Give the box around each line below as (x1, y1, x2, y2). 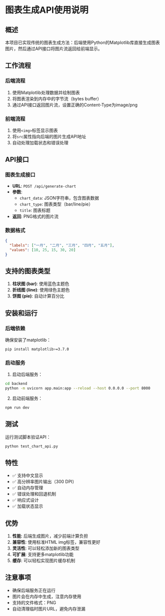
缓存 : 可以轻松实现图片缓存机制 (12, 557, 75, 563)
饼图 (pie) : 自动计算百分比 (12, 293, 65, 299)
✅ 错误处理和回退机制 (12, 491, 56, 497)
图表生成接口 (5, 172, 36, 178)
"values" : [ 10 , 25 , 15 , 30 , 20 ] (9, 247, 76, 252)
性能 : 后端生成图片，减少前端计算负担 (12, 533, 88, 539)
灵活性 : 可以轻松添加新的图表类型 (12, 545, 80, 551)
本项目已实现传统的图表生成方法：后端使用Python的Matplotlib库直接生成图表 (5, 40, 160, 45)
